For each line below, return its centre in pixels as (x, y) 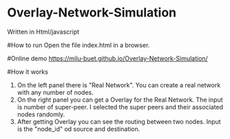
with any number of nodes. (55, 92)
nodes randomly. (41, 114)
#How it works (28, 72)
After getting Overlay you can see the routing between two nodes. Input (119, 121)
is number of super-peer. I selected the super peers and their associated (120, 107)
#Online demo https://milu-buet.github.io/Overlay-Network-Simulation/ (107, 58)
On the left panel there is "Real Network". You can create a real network (119, 85)
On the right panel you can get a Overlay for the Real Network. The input (120, 99)
